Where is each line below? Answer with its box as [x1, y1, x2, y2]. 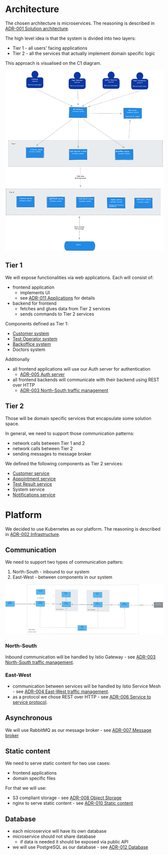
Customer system [12, 330, 49, 336]
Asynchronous [5, 714, 53, 722]
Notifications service [12, 491, 56, 497]
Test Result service [12, 481, 53, 487]
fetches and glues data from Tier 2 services [20, 305, 110, 311]
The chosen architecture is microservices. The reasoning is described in [5, 20, 155, 26]
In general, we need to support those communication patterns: [5, 430, 134, 436]
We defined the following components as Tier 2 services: [5, 460, 123, 466]
